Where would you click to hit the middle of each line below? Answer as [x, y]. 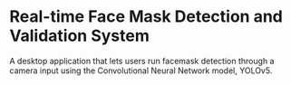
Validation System [79, 36]
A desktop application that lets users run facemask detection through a [142, 61]
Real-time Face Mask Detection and [146, 17]
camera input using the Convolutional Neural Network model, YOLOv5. [141, 71]
